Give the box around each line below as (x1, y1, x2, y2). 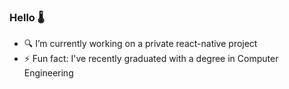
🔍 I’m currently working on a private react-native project (23, 38, 258, 50)
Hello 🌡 (9, 10, 45, 24)
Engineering (23, 67, 74, 79)
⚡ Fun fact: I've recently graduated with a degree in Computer (23, 53, 279, 65)
